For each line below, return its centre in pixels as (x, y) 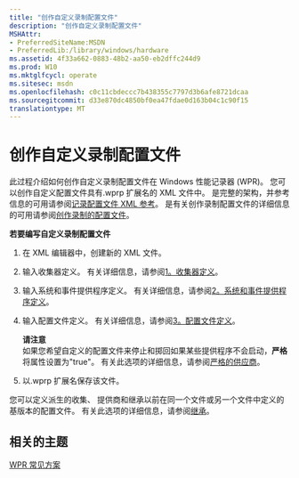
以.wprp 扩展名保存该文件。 (73, 381)
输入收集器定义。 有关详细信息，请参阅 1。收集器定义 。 (122, 271)
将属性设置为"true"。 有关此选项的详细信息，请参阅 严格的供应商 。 (143, 362)
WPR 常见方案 (35, 465)
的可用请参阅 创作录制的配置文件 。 (72, 215)
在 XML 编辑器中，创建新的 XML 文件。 (94, 253)
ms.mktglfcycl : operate (53, 76)
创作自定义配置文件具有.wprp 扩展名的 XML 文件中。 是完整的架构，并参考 (153, 193)
